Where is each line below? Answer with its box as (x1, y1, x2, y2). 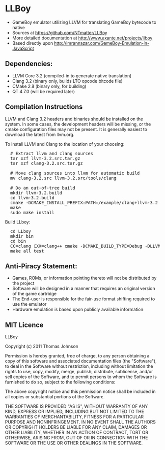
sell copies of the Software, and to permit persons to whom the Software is (5, 374, 157, 380)
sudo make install (10, 210, 55, 215)
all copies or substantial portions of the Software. (5, 394, 105, 400)
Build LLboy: (5, 219, 30, 225)
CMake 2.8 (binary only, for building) (12, 83, 87, 89)
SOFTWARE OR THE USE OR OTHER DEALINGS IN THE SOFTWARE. (5, 440, 143, 446)
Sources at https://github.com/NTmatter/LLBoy (12, 30, 108, 35)
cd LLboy (10, 228, 31, 234)
